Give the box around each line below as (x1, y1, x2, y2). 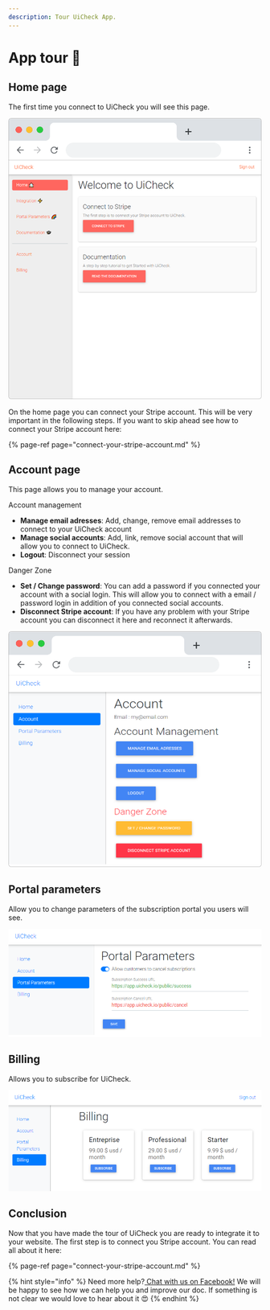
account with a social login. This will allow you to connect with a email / (19, 589, 256, 599)
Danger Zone (8, 565, 52, 575)
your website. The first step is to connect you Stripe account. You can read (8, 1237, 257, 1246)
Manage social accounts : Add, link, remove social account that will (19, 532, 243, 542)
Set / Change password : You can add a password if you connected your (19, 581, 261, 590)
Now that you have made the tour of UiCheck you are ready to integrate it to (8, 1228, 260, 1238)
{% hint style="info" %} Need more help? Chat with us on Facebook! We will (8, 1276, 261, 1286)
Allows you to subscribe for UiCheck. (8, 1074, 132, 1083)
